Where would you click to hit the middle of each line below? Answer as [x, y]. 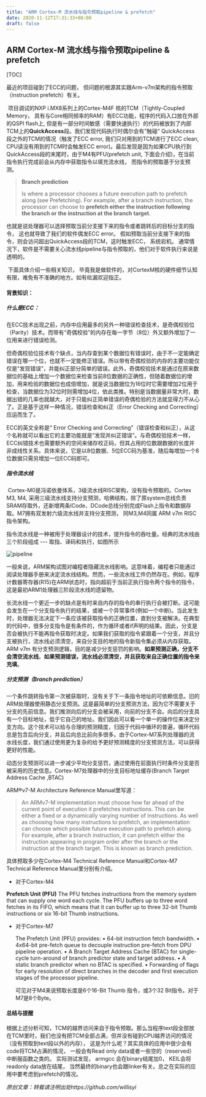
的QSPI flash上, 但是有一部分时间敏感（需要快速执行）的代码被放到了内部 [99, 124]
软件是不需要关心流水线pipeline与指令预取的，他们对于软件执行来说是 [110, 249]
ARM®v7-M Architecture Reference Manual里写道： [72, 790]
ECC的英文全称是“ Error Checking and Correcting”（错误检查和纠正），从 [98, 427]
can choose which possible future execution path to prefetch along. [107, 828]
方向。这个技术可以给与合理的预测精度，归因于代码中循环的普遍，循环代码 [105, 726]
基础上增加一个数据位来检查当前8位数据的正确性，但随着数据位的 [105, 376]
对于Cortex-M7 [34, 926]
